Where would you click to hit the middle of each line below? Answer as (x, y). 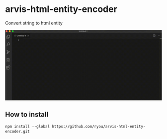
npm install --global (28, 127)
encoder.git (17, 132)
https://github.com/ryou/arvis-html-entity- (99, 127)
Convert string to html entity (34, 23)
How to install (27, 114)
